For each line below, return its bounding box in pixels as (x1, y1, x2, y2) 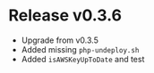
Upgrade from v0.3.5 (21, 35, 99, 45)
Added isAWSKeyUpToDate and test (21, 53, 145, 64)
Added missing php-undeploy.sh (21, 44, 140, 54)
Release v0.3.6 (8, 5, 123, 26)
